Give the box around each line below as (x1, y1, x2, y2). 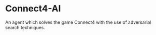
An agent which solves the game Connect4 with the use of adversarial (5, 19, 151, 25)
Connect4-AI (5, 3, 61, 14)
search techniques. (5, 24, 45, 30)
